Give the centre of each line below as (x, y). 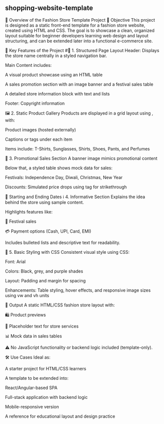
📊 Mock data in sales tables (34, 336)
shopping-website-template (49, 8)
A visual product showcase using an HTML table (54, 75)
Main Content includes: (28, 65)
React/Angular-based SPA (31, 388)
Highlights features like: (29, 212)
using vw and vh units (27, 295)
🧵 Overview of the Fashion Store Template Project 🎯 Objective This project (80, 20)
